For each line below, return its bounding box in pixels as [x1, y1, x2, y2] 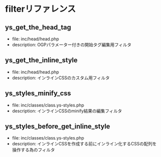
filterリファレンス [5, 3, 76, 15]
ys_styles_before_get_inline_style [5, 122, 110, 131]
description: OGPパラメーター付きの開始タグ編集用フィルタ [12, 42, 132, 48]
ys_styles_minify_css [5, 89, 72, 98]
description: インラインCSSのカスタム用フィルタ [12, 75, 110, 81]
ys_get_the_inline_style [5, 56, 78, 65]
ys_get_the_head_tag [5, 23, 72, 31]
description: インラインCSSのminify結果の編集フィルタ [12, 108, 123, 114]
